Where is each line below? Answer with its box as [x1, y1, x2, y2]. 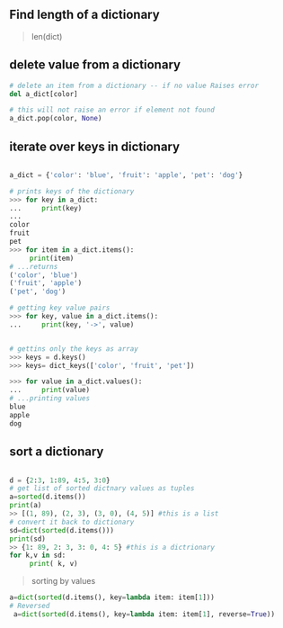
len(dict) [31, 31, 63, 41]
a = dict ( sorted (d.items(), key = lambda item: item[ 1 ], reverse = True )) [13, 609, 276, 619]
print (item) [29, 254, 75, 263]
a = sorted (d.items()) [9, 492, 87, 502]
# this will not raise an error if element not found [9, 105, 216, 115]
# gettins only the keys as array [9, 344, 139, 354]
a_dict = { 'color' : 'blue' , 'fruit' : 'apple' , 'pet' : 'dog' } [9, 170, 243, 179]
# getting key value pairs [9, 303, 111, 313]
